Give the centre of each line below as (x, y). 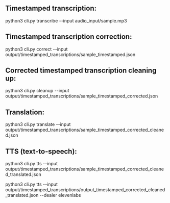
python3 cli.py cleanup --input (37, 91)
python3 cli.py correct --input (37, 49)
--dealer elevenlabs (60, 195)
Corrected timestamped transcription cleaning (81, 71)
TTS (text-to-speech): (41, 151)
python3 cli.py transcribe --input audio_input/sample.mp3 (66, 20)
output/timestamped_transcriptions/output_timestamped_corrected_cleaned (85, 190)
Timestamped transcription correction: (69, 37)
